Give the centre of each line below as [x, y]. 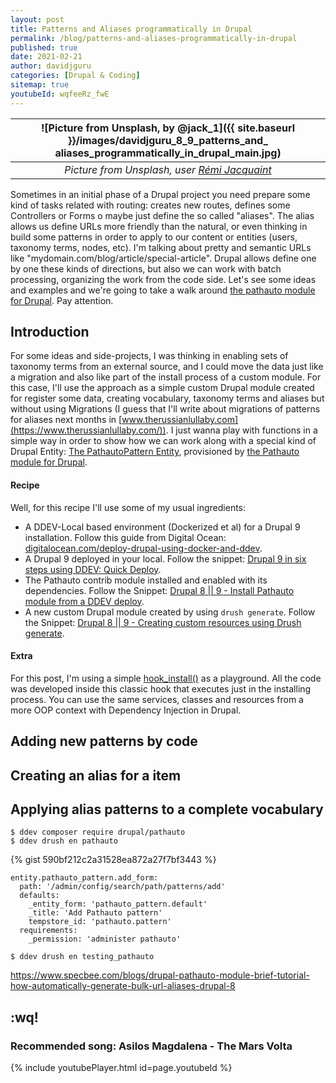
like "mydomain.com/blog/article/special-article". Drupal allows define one [163, 258]
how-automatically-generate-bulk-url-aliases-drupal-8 [123, 986]
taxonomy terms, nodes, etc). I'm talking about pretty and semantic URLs [161, 247]
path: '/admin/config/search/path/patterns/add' [122, 887]
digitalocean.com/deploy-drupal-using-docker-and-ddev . [143, 548]
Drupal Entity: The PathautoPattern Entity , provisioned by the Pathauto [155, 452]
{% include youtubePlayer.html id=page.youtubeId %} [121, 1068]
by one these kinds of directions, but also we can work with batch [146, 268]
